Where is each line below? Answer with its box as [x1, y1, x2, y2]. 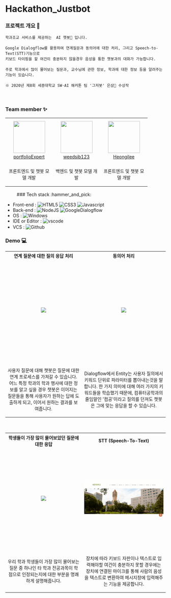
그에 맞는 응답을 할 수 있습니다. [96, 402, 157, 408]
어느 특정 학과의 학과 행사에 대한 [9, 380, 73, 386]
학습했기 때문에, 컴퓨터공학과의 [101, 389, 163, 395]
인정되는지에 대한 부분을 [22, 571, 70, 577]
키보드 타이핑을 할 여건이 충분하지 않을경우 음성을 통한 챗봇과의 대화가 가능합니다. [5, 57, 156, 62]
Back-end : [12, 207, 36, 213]
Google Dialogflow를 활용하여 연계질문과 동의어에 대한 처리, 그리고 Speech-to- [5, 46, 159, 51]
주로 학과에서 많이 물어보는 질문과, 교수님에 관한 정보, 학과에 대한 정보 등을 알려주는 [5, 67, 163, 72]
